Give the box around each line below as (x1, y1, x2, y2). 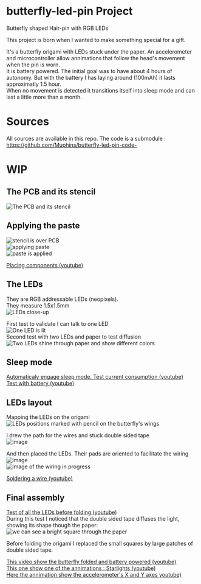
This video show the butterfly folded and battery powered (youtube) (6, 558, 177, 565)
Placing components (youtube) (6, 261, 84, 269)
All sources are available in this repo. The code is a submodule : (6, 135, 166, 142)
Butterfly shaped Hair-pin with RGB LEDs (6, 24, 109, 32)
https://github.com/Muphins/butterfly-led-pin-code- (6, 141, 137, 149)
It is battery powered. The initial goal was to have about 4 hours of (6, 67, 172, 74)
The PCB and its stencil (6, 187, 96, 197)
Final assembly (6, 492, 65, 503)
